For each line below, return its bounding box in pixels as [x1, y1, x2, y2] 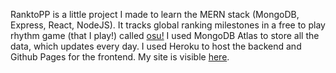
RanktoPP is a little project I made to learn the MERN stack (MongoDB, [10, 9, 300, 20]
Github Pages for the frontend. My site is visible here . [10, 51, 230, 63]
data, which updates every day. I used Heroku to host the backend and [10, 40, 302, 52]
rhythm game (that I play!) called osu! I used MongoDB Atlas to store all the [10, 30, 320, 41]
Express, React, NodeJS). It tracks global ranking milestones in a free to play [10, 19, 326, 31]
